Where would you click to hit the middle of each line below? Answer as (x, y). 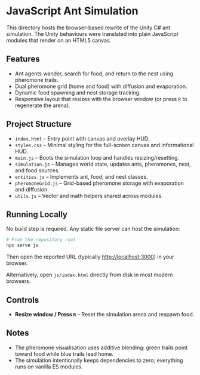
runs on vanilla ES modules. (49, 367)
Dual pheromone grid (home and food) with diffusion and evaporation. (101, 86)
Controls (23, 300)
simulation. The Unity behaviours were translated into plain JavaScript (92, 33)
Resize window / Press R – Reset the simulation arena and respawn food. (104, 314)
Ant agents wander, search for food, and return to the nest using (94, 74)
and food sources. (37, 170)
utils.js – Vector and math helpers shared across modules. (89, 196)
